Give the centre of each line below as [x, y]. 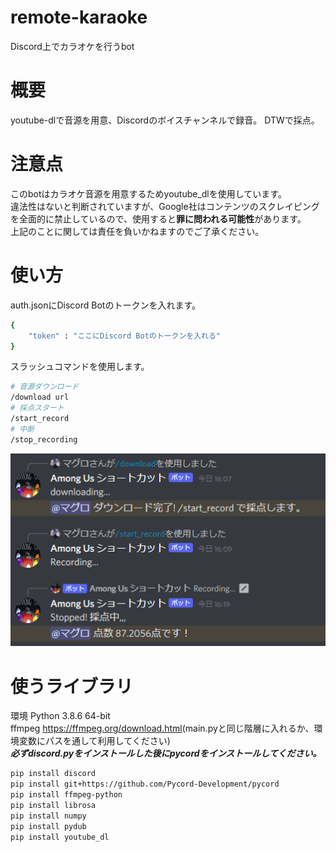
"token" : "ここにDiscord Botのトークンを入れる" [125, 336]
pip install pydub [48, 826]
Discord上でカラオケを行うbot [72, 46]
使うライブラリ [72, 686]
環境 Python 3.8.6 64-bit [60, 716]
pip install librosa [53, 805]
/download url [40, 397]
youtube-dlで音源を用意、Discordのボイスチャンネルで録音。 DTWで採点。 [165, 120]
